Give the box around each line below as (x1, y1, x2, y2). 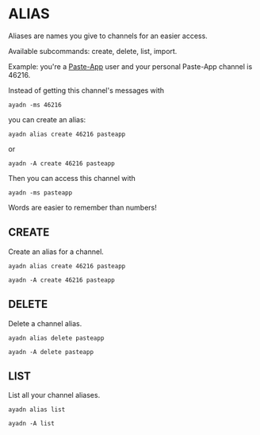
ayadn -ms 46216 (8, 101, 62, 109)
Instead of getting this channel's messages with (8, 85, 165, 95)
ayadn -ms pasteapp (8, 188, 73, 197)
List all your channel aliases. (8, 391, 101, 400)
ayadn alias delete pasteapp (8, 334, 105, 342)
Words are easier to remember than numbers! (8, 202, 157, 212)
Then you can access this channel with (8, 173, 136, 183)
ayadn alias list (8, 406, 66, 414)
